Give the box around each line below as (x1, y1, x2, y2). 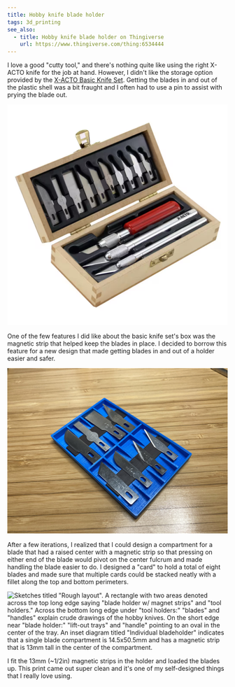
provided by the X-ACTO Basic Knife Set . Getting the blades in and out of (7, 76, 218, 84)
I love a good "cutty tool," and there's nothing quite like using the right (7, 61, 209, 69)
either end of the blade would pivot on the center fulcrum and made (7, 555, 203, 564)
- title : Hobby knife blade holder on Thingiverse (13, 34, 164, 41)
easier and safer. (7, 354, 56, 363)
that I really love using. (7, 672, 72, 680)
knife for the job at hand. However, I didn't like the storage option (25, 69, 213, 77)
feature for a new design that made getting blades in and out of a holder (7, 347, 215, 355)
